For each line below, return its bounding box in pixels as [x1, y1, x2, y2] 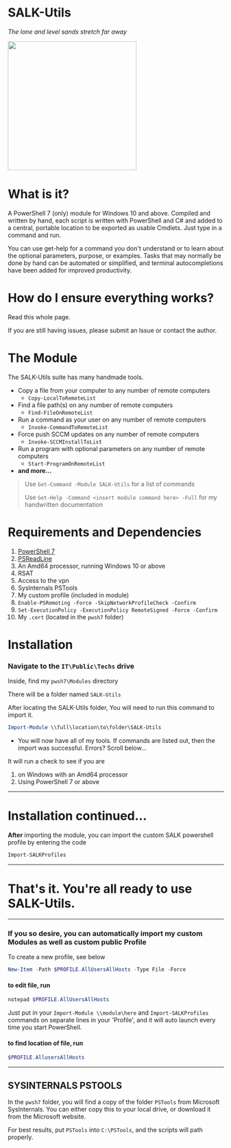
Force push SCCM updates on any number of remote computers [17, 430, 199, 438]
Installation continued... [8, 808, 147, 824]
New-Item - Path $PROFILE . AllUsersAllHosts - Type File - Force [8, 966, 186, 973]
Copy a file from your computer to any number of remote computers [17, 386, 210, 394]
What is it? [8, 187, 70, 202]
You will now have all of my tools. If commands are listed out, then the [17, 737, 215, 745]
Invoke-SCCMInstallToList [27, 438, 102, 446]
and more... [17, 466, 52, 474]
